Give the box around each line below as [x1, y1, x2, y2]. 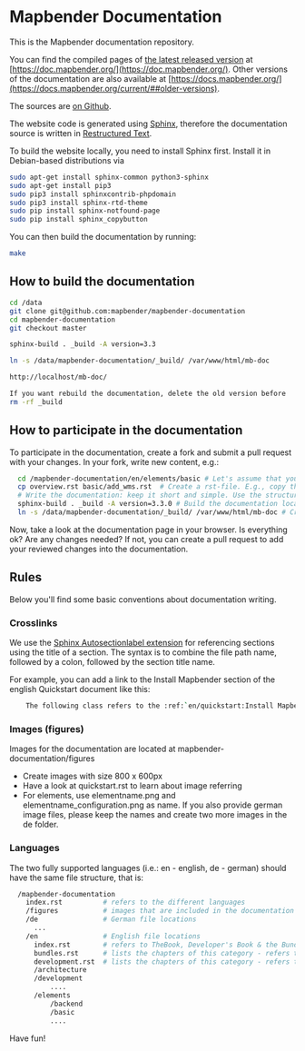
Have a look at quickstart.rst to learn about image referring [22, 780, 242, 791]
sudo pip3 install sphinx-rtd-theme [9, 198, 148, 207]
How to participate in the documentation [9, 422, 243, 438]
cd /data [9, 298, 43, 307]
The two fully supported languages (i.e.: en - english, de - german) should [9, 862, 287, 873]
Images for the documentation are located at [9, 743, 176, 755]
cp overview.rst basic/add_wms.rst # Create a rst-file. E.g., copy [17, 482, 286, 491]
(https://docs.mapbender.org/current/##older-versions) [9, 83, 218, 94]
